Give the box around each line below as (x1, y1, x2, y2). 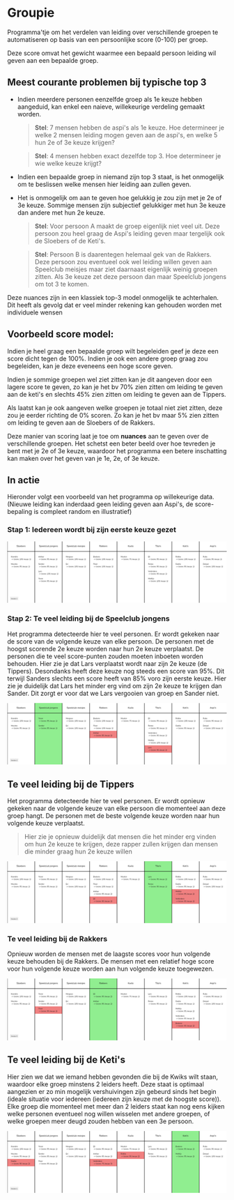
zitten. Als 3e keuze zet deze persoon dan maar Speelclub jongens (34, 272, 227, 280)
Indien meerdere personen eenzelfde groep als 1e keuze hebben (17, 95, 203, 103)
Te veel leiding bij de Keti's (7, 1054, 126, 1066)
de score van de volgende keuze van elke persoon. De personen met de (7, 637, 214, 646)
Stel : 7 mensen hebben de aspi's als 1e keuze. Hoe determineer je (34, 123, 225, 132)
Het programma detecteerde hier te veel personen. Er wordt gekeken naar (7, 630, 220, 638)
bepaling (7, 508, 33, 516)
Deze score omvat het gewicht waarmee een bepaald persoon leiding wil (7, 49, 217, 57)
